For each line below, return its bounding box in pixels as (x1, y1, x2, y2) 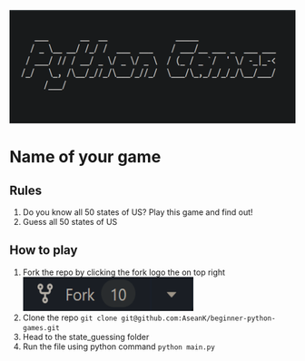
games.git (22, 323, 61, 332)
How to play (9, 242, 78, 259)
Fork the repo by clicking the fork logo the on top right (22, 267, 225, 278)
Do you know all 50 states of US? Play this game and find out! (22, 207, 253, 218)
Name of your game (9, 147, 162, 168)
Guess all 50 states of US (22, 217, 118, 227)
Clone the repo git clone (22, 312, 118, 323)
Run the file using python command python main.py (22, 341, 215, 352)
